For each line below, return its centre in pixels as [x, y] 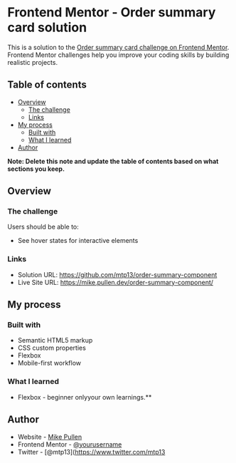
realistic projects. [33, 62]
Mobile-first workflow [49, 363]
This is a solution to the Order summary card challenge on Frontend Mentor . [118, 47]
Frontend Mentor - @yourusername [70, 444]
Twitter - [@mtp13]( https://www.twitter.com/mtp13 [91, 452]
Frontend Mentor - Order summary [112, 12]
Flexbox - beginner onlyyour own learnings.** [85, 397]
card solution [47, 27]
